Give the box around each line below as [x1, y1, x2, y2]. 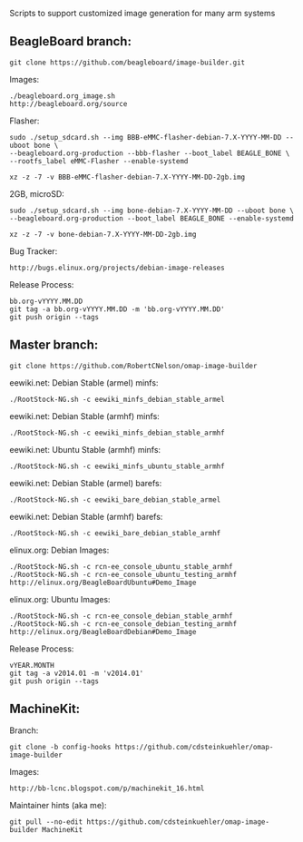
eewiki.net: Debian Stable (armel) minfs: [9, 377, 159, 388]
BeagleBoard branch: [9, 34, 132, 49]
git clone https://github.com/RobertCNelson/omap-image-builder [9, 361, 258, 370]
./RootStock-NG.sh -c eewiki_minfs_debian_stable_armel [9, 395, 225, 404]
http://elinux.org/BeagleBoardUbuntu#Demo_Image [9, 578, 197, 587]
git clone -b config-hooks [9, 743, 112, 752]
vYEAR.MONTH [9, 661, 54, 670]
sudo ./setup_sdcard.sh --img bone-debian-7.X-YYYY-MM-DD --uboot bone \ [9, 206, 295, 215]
